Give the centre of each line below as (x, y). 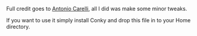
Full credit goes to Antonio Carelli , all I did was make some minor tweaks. (97, 9)
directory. (18, 27)
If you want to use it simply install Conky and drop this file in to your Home (98, 20)
